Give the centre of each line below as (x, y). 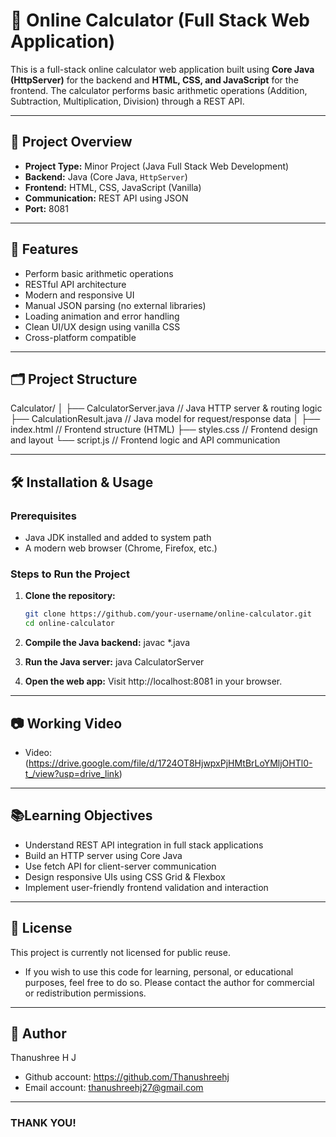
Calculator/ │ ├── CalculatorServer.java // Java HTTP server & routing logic (166, 408)
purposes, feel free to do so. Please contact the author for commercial (169, 982)
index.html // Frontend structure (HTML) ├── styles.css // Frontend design (164, 430)
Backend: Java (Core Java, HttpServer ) (106, 176)
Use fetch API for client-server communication (120, 866)
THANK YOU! (43, 1123)
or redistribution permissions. (85, 993)
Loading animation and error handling (102, 316)
